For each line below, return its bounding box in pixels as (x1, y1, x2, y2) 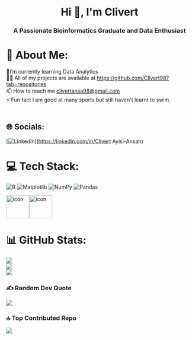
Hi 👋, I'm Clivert (60, 5, 139, 19)
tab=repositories (6, 81, 47, 88)
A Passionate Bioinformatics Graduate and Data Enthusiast (13, 27, 186, 35)
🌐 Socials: (6, 122, 45, 132)
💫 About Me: (6, 49, 69, 62)
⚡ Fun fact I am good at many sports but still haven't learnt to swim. (6, 96, 171, 103)
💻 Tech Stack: (6, 160, 79, 173)
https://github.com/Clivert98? (97, 74, 169, 82)
